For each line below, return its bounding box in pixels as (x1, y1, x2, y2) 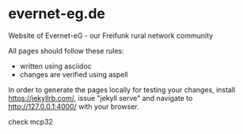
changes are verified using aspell (19, 69, 128, 79)
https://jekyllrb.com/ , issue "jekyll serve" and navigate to (8, 93, 193, 102)
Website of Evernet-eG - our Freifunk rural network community (8, 31, 214, 40)
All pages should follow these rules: (8, 46, 124, 55)
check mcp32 (8, 117, 54, 126)
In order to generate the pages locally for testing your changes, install (8, 84, 236, 95)
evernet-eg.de (8, 5, 105, 23)
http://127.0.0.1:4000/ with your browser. (8, 102, 140, 111)
